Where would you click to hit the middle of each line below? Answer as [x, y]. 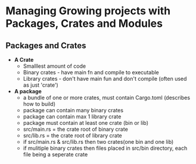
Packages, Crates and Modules [84, 23]
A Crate [24, 60]
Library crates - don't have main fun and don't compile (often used [105, 79]
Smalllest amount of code [55, 66]
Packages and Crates [46, 45]
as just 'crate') [41, 85]
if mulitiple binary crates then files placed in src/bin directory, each [105, 148]
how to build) [39, 104]
